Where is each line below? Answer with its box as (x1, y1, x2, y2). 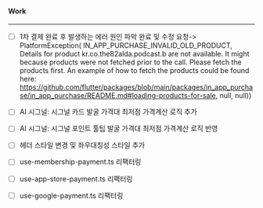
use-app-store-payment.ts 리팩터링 (19, 173, 133, 184)
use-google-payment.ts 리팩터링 (19, 191, 124, 200)
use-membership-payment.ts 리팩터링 (19, 157, 142, 166)
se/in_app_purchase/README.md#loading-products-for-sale (19, 91, 217, 100)
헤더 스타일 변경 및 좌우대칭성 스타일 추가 (19, 140, 146, 150)
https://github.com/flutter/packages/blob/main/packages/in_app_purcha (19, 82, 253, 92)
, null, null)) (215, 91, 252, 100)
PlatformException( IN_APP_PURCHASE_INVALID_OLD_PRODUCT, (19, 41, 233, 50)
